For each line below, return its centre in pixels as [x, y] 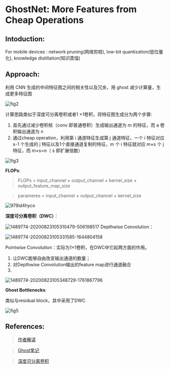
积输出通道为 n [28, 131]
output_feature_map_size [44, 186]
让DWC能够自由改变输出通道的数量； [51, 258]
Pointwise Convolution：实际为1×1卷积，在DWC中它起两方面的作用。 [77, 247]
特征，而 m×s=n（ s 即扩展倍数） [47, 150]
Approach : [22, 74]
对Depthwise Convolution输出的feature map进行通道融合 [72, 264]
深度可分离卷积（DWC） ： [32, 216]
